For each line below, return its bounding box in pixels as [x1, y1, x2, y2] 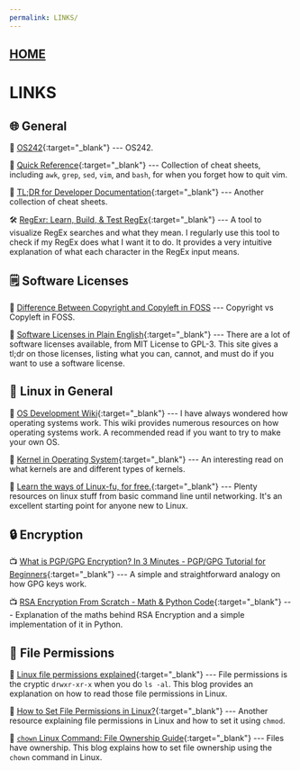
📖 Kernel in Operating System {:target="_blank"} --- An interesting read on [9, 454, 284, 465]
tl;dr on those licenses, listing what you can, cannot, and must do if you [9, 348, 275, 358]
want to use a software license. [9, 358, 125, 368]
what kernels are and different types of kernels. [9, 463, 186, 474]
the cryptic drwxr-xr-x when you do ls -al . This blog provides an [9, 679, 254, 690]
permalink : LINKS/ [9, 13, 78, 23]
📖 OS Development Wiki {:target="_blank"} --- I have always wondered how [9, 407, 288, 419]
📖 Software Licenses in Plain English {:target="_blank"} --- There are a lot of [9, 329, 291, 340]
